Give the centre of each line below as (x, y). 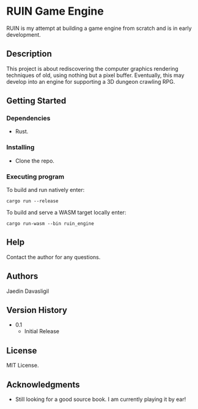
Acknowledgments (43, 384)
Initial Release (42, 331)
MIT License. (23, 366)
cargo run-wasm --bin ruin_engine (50, 224)
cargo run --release (33, 201)
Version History (37, 310)
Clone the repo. (35, 161)
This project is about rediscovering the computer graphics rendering (92, 68)
